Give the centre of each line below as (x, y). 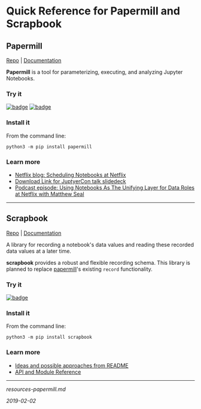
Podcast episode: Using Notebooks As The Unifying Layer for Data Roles (105, 187)
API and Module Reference (48, 372)
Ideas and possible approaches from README (71, 365)
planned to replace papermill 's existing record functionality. (79, 269)
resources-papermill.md (36, 389)
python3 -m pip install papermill (49, 147)
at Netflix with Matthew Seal (50, 194)
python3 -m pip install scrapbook (49, 338)
